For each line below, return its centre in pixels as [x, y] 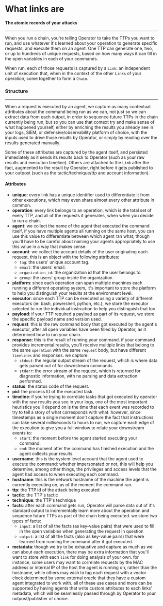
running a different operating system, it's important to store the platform [84, 288]
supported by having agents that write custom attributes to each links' [82, 588]
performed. [31, 381]
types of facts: [26, 521]
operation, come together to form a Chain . [47, 78]
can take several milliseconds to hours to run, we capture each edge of [83, 422]
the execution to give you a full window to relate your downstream [78, 428]
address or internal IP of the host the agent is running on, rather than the [84, 567]
